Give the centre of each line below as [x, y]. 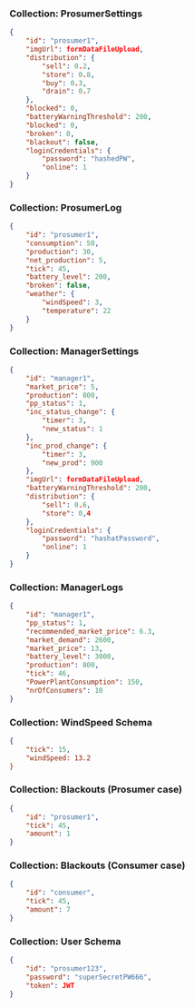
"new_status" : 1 [73, 429]
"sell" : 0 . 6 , [67, 505]
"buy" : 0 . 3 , [65, 83]
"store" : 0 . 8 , [68, 74]
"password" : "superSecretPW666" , [89, 977]
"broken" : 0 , [50, 133]
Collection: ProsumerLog [66, 207]
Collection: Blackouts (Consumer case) [97, 865]
